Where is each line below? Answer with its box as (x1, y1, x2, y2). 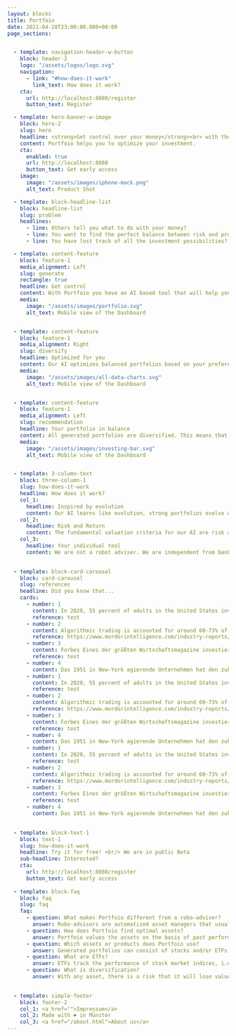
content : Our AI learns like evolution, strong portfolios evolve (25, 509, 225, 517)
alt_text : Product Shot (25, 186, 96, 193)
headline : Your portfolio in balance (20, 426, 131, 433)
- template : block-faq (13, 888, 80, 895)
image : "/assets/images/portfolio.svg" (25, 302, 143, 309)
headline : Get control (20, 283, 86, 290)
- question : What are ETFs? (25, 954, 109, 961)
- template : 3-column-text (13, 471, 93, 478)
